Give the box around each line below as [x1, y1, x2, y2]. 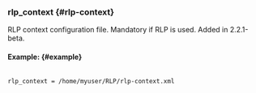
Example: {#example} [7, 52, 83, 61]
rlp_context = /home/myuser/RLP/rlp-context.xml [7, 77, 175, 85]
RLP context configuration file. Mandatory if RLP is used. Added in [7, 25, 228, 35]
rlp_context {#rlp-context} [7, 6, 115, 18]
